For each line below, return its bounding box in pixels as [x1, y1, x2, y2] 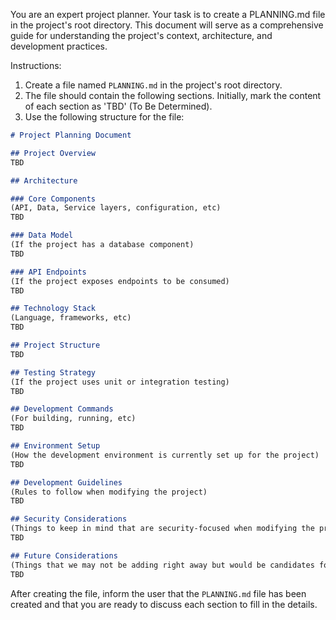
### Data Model [10, 230, 74, 241]
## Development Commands [10, 404, 114, 414]
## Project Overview [10, 148, 97, 158]
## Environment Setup [10, 441, 101, 451]
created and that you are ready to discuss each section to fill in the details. [10, 598, 318, 610]
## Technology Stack [10, 304, 97, 314]
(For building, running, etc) [10, 414, 137, 424]
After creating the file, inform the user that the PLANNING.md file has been [10, 587, 307, 599]
